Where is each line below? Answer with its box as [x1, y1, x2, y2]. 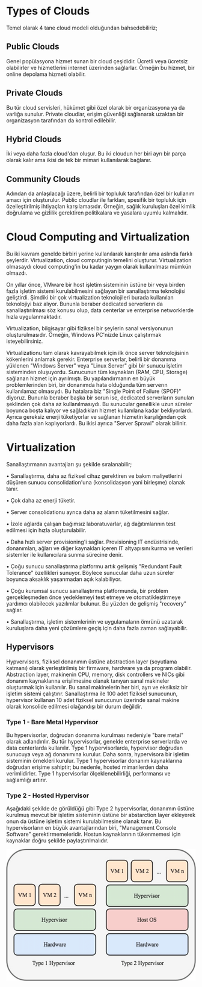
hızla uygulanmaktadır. [6, 313, 62, 321]
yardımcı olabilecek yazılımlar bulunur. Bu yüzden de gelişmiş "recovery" [6, 600, 186, 607]
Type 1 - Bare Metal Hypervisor [6, 718, 99, 726]
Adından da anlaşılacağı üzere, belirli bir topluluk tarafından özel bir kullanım [6, 190, 195, 197]
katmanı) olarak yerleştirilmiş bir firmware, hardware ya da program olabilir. [6, 664, 192, 671]
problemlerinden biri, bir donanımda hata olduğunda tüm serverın [6, 381, 168, 389]
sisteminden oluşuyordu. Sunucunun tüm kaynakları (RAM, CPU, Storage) [6, 369, 188, 376]
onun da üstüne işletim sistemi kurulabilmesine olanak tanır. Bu [6, 818, 162, 825]
